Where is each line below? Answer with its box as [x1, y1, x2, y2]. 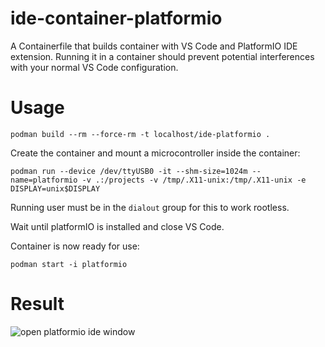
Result [10, 293, 65, 316]
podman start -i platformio [10, 259, 128, 269]
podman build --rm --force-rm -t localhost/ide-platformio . [10, 129, 271, 139]
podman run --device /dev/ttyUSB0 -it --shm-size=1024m [10, 166, 248, 176]
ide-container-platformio [10, 7, 223, 30]
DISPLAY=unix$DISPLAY [10, 183, 101, 194]
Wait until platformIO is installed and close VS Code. [10, 220, 225, 232]
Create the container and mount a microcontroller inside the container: [10, 147, 301, 159]
